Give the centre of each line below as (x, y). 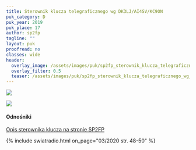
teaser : (21, 76)
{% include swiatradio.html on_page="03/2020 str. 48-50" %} (81, 141)
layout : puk (20, 44)
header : (15, 60)
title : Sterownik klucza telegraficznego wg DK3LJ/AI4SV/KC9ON (85, 11)
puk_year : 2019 (24, 22)
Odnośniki (19, 116)
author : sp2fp (23, 33)
